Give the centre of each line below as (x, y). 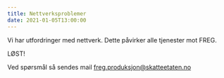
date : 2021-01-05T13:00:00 (47, 20)
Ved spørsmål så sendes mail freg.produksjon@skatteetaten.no (99, 67)
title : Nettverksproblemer (47, 14)
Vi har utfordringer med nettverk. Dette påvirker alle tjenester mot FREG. (112, 40)
